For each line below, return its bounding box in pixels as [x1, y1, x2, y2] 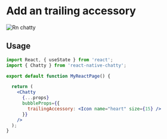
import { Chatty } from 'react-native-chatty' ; [6, 62, 127, 68]
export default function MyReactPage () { [6, 73, 111, 79]
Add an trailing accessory [6, 4, 136, 18]
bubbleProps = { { [21, 100, 60, 106]
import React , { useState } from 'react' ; [6, 56, 113, 63]
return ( [11, 84, 33, 90]
